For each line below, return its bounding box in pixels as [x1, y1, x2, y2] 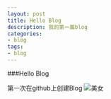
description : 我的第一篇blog [7, 23, 88, 30]
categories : [7, 30, 42, 37]
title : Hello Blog [7, 17, 62, 24]
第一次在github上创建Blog [7, 83, 83, 92]
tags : [7, 43, 23, 50]
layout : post [7, 10, 46, 18]
